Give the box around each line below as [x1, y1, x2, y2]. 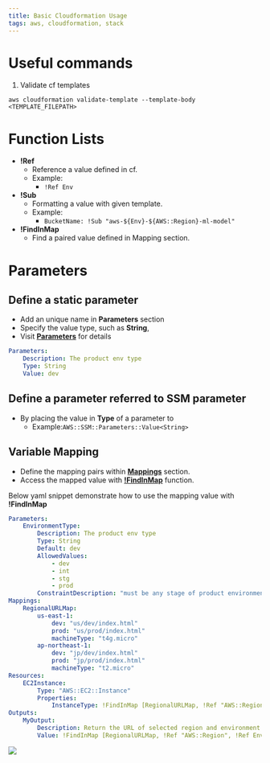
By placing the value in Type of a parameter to [19, 413, 174, 423]
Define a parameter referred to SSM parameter [8, 392, 247, 406]
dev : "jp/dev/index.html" [51, 649, 138, 658]
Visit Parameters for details [19, 331, 112, 342]
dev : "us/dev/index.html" [51, 619, 138, 627]
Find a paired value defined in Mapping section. [31, 233, 190, 243]
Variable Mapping [8, 445, 99, 459]
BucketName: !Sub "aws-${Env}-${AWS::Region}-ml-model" [43, 218, 235, 226]
